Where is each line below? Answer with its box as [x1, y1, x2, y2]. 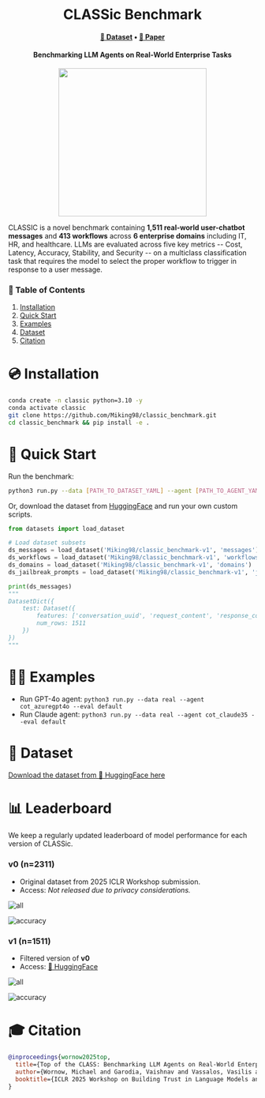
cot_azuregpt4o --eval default [19, 702, 123, 710]
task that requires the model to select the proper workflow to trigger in [8, 256, 237, 265]
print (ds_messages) [8, 582, 73, 590]
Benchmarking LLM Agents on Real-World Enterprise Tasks [32, 50, 233, 60]
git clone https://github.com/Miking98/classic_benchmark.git [8, 411, 217, 419]
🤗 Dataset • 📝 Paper [99, 32, 166, 41]
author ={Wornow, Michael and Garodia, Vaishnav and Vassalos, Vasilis [15, 1068, 252, 1076]
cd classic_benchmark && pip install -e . [8, 419, 150, 427]
